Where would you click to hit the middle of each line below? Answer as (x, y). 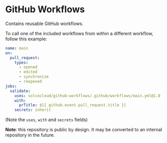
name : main (17, 48)
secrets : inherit (33, 110)
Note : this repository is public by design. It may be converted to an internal (84, 130)
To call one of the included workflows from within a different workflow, (79, 33)
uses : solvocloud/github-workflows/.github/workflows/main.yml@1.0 (87, 96)
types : (21, 62)
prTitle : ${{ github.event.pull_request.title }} (72, 105)
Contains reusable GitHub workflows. (45, 23)
